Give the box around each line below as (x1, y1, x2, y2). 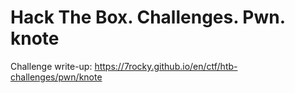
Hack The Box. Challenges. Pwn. (10, 6, 286, 29)
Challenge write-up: (10, 60, 93, 72)
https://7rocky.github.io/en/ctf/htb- (94, 60, 238, 72)
